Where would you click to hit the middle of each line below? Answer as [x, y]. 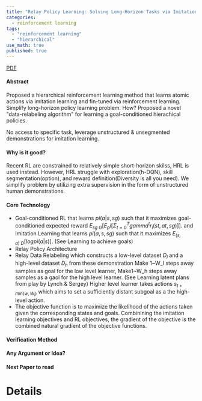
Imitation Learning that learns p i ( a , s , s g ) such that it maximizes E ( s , [98, 234]
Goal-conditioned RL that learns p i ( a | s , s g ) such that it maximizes [96, 218]
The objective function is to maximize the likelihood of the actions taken [104, 306]
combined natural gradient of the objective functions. [81, 325]
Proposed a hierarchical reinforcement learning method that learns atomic [98, 95]
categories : [21, 17]
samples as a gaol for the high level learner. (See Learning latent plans [102, 277]
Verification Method [32, 339]
